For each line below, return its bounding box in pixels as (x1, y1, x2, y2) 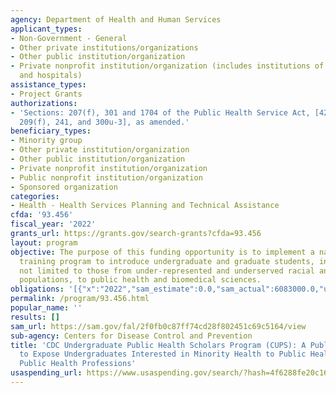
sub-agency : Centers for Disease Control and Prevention (10, 331, 253, 341)
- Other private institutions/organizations (10, 42, 199, 53)
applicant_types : (10, 24, 83, 34)
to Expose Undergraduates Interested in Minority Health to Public (19, 349, 307, 360)
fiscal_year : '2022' (10, 219, 97, 230)
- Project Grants (10, 89, 83, 99)
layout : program (10, 237, 78, 248)
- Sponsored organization (10, 182, 118, 192)
